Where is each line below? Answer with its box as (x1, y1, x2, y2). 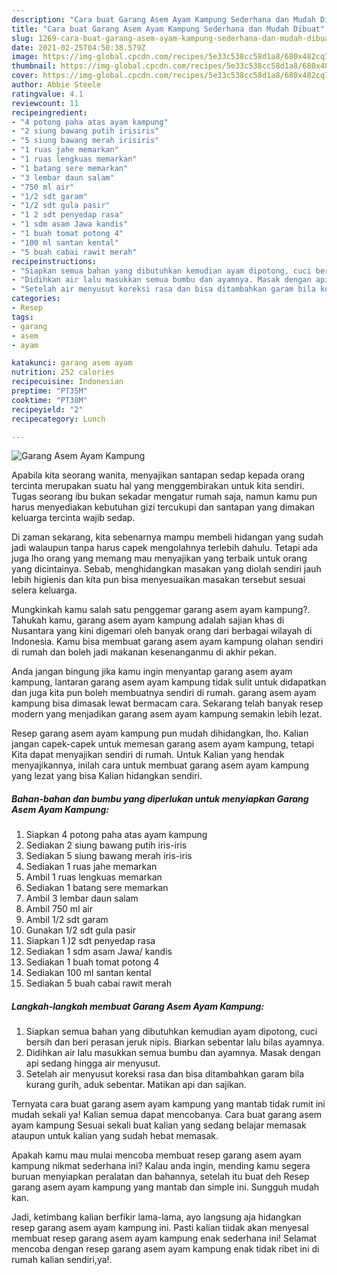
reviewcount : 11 (11, 98, 79, 108)
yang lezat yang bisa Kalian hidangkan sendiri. (11, 770, 203, 782)
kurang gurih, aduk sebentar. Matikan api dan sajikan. (25, 1079, 247, 1091)
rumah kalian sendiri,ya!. (11, 1254, 113, 1266)
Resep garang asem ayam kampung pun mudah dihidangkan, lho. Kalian (11, 727, 309, 740)
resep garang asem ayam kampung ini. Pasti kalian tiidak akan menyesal (11, 1222, 309, 1234)
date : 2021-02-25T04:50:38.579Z (11, 42, 146, 53)
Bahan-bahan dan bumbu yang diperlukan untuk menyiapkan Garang (11, 792, 309, 805)
